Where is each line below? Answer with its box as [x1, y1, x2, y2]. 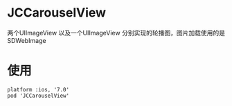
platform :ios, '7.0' [7, 86, 70, 93]
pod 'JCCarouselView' [7, 92, 70, 99]
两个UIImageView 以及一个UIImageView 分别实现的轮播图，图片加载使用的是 [7, 28, 225, 37]
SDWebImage [7, 36, 46, 44]
